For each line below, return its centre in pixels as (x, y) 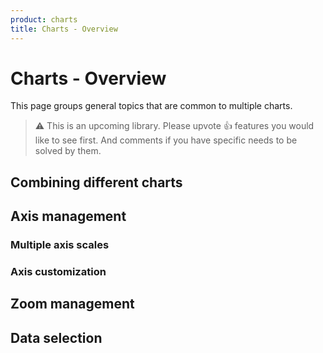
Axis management (68, 216)
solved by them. (68, 151)
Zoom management (72, 304)
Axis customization (58, 272)
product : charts (44, 19)
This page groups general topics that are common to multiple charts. (151, 106)
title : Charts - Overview (64, 29)
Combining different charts (96, 182)
